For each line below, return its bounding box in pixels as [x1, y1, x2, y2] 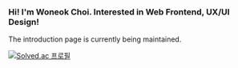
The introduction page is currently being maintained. [8, 34, 182, 44]
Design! [8, 16, 40, 27]
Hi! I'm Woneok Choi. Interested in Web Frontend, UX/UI [8, 6, 230, 18]
